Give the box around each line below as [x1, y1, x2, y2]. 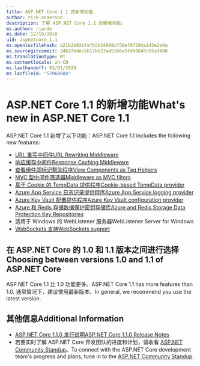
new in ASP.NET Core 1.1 [6, 111, 130, 125]
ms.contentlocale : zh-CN [6, 59, 68, 65]
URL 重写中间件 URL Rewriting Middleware [14, 151, 119, 158]
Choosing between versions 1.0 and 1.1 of [6, 254, 164, 265]
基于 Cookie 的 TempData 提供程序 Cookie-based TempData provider [14, 181, 185, 188]
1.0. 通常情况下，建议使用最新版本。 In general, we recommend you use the [6, 288, 192, 295]
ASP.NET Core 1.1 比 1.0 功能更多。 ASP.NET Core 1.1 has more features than [6, 281, 193, 288]
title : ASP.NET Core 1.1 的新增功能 [6, 8, 94, 15]
